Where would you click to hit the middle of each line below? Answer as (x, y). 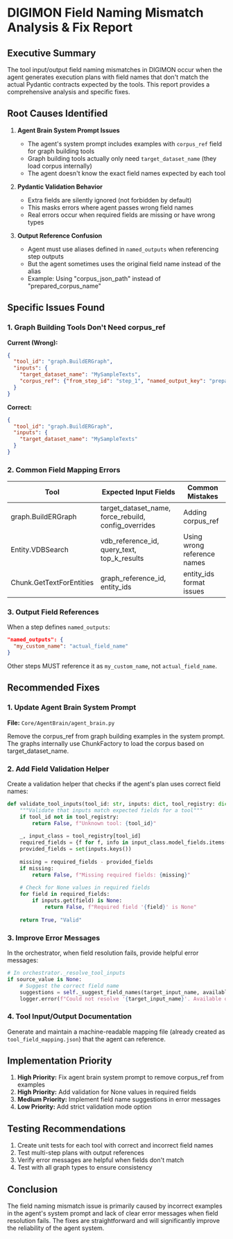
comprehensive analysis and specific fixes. (69, 92)
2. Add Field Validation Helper (58, 769)
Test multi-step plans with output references (80, 1153)
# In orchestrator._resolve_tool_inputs (67, 973)
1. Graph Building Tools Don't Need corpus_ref (86, 327)
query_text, (118, 550)
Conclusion (33, 1189)
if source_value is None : (44, 979)
